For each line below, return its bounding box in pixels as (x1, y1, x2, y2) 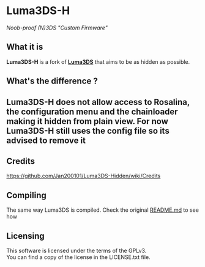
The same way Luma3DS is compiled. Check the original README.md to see (6, 206, 199, 214)
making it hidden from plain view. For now (6, 116, 168, 126)
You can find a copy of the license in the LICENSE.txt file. (6, 253, 151, 261)
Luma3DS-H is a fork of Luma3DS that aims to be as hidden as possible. (6, 58, 190, 65)
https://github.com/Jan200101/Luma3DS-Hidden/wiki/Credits (6, 172, 161, 180)
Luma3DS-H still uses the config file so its (6, 125, 170, 136)
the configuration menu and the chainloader (6, 106, 179, 117)
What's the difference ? (6, 76, 98, 87)
